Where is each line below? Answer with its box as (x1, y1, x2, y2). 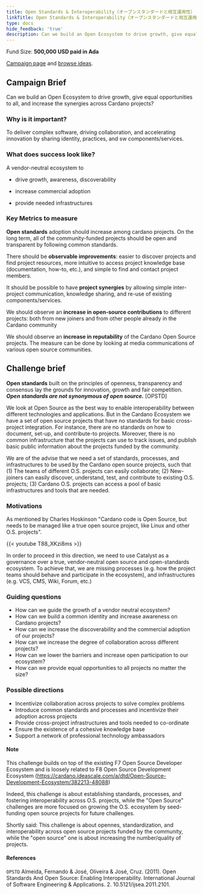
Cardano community (6, 321, 57, 328)
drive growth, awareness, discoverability (14, 176, 117, 183)
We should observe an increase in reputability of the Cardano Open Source (6, 333, 196, 340)
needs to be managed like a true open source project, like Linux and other (6, 521, 190, 529)
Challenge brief (6, 363, 66, 374)
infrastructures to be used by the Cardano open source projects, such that (6, 461, 192, 468)
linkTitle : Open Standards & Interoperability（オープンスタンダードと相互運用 (6, 15, 198, 21)
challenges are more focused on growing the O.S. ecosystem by (6, 803, 166, 810)
